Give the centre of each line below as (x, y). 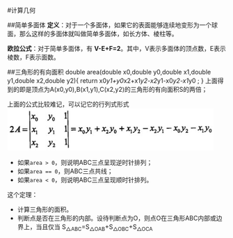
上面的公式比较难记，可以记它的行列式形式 (68, 104)
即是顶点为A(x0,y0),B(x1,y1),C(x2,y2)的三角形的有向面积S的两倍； (113, 89)
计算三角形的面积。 (45, 209)
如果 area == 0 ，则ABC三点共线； (65, 171)
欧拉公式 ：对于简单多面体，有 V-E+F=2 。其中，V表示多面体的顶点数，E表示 (116, 48)
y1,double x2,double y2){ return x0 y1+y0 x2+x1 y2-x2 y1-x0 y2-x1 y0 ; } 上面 (112, 81)
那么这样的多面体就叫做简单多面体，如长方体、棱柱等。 (98, 34)
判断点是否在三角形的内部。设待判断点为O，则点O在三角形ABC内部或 (117, 218)
